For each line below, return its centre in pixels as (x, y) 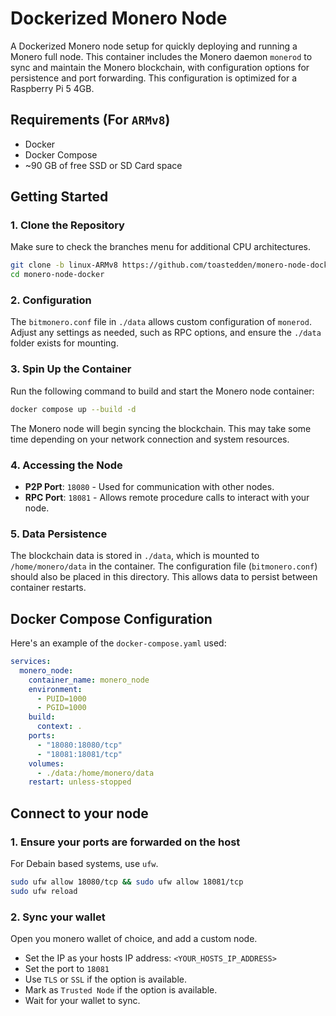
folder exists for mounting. (64, 343)
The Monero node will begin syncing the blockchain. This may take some (161, 428)
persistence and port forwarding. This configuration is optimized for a (154, 78)
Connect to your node (79, 813)
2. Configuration (51, 300)
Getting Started (59, 197)
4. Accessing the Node (66, 465)
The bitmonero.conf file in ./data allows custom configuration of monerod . (161, 322)
